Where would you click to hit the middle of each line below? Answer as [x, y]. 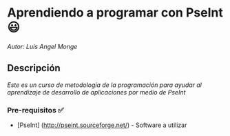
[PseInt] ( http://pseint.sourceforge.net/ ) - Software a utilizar [102, 125]
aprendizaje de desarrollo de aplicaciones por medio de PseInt [96, 92]
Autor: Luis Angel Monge [42, 46]
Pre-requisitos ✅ [35, 110]
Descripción [34, 68]
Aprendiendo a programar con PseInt [115, 13]
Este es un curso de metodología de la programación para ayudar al [104, 85]
